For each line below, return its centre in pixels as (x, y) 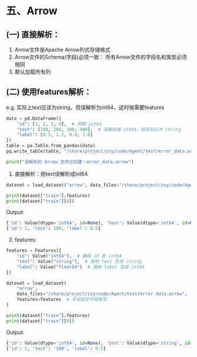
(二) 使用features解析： (49, 92)
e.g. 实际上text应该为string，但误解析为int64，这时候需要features (85, 107)
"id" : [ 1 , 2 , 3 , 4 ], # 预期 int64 (59, 124)
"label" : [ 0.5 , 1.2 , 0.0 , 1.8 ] (55, 135)
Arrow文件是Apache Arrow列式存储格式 (62, 50)
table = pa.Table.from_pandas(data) (51, 146)
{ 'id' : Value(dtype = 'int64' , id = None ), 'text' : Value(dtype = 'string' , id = (99, 343)
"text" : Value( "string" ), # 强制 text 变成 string (79, 261)
